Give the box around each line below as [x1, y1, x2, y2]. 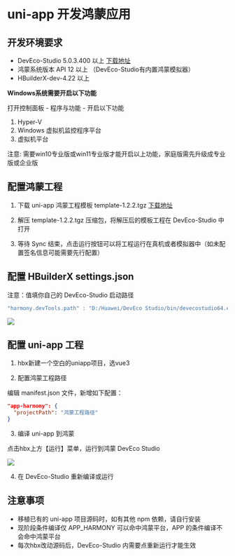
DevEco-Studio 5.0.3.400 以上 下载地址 [17, 57, 131, 65]
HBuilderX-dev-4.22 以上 [17, 74, 90, 82]
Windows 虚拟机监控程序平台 [17, 126, 101, 134]
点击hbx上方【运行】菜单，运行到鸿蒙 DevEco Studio [7, 444, 160, 452]
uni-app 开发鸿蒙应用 [7, 6, 131, 22]
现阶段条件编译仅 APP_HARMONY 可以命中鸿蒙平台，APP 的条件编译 [17, 523, 217, 531]
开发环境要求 [7, 36, 63, 48]
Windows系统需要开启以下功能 [7, 89, 97, 97]
